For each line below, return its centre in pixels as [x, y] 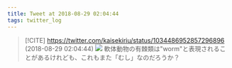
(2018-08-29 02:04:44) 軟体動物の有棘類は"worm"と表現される [122, 48]
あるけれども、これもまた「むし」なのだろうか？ [109, 57]
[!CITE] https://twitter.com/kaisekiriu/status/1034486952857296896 [125, 40]
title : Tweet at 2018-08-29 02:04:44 [63, 14]
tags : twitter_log [34, 20]
